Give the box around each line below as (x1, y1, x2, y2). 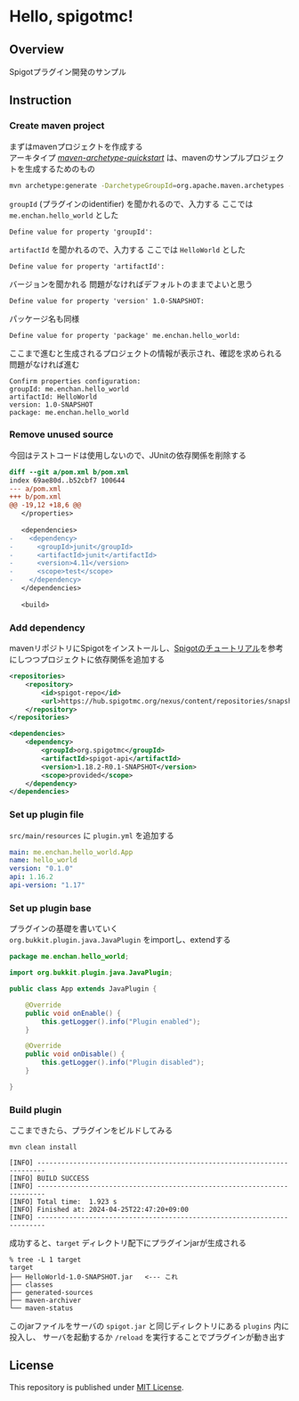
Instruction (9, 93, 72, 108)
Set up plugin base (9, 902, 92, 914)
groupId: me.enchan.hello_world (9, 384, 129, 393)
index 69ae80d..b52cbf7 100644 (9, 475, 125, 485)
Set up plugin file (9, 809, 85, 821)
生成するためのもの (24, 163, 95, 174)
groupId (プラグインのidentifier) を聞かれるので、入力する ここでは (9, 198, 254, 209)
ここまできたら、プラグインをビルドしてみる (9, 1125, 174, 1136)
